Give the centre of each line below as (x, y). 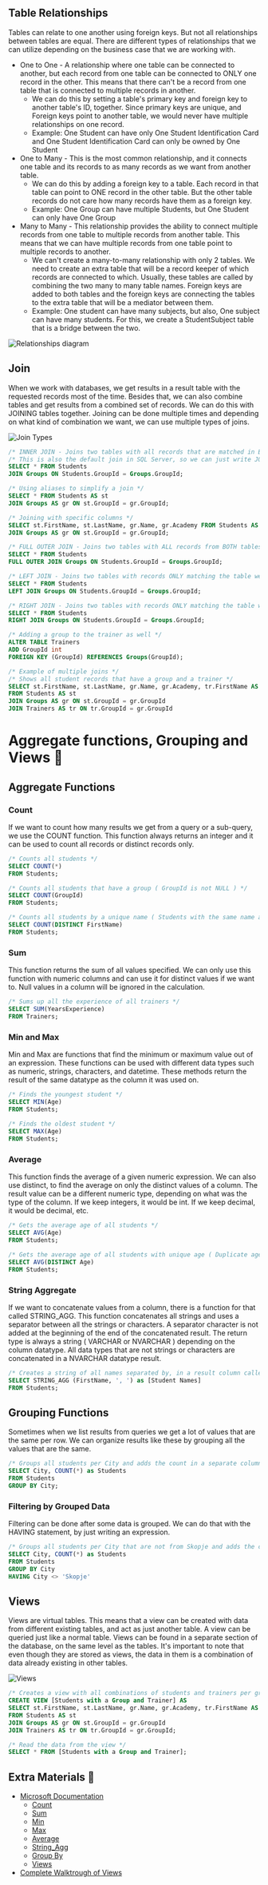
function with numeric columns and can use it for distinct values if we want (132, 978)
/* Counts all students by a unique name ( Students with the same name (132, 918)
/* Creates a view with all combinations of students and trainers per (130, 1693)
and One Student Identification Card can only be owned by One (136, 141)
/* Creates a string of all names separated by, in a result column (124, 1373)
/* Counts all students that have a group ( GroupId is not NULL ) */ (128, 888)
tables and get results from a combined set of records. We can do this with (131, 405)
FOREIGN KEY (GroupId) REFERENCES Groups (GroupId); (96, 657)
